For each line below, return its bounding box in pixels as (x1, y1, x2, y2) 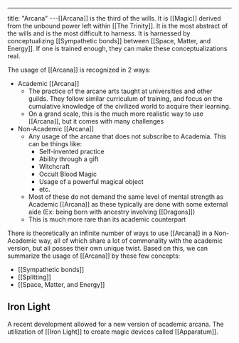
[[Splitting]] (17, 273, 51, 281)
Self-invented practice (38, 147, 105, 156)
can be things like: (28, 140, 83, 148)
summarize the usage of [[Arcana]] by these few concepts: (7, 251, 181, 260)
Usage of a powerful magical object (38, 178, 144, 185)
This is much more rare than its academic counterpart (28, 215, 186, 224)
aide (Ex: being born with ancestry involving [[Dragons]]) (28, 207, 196, 216)
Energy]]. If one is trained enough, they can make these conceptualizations (7, 44, 228, 53)
